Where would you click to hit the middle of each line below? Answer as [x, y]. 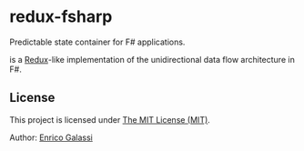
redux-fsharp [61, 17]
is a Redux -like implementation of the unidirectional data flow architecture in [152, 59]
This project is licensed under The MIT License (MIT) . [110, 119]
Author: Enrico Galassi [51, 137]
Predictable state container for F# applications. [97, 42]
